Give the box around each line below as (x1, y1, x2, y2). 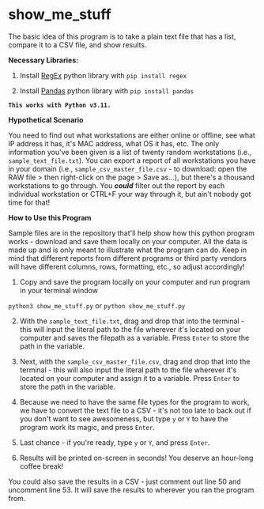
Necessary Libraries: (8, 55, 79, 65)
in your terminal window (19, 285, 99, 295)
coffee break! (19, 461, 64, 471)
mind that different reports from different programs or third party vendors (8, 253, 247, 262)
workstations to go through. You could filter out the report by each (8, 180, 225, 190)
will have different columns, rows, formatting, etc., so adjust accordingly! (8, 262, 245, 271)
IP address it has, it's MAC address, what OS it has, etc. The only (8, 138, 220, 148)
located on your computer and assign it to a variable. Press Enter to (19, 373, 239, 383)
